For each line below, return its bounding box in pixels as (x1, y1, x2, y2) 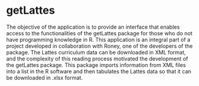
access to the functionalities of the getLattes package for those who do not (6, 29, 193, 36)
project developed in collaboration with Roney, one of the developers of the (6, 42, 193, 50)
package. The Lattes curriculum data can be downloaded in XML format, (6, 48, 186, 56)
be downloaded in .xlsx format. (6, 74, 83, 81)
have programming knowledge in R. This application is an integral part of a (6, 36, 191, 43)
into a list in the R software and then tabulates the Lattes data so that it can (6, 67, 191, 75)
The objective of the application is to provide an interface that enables (6, 23, 180, 30)
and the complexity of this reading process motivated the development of (6, 55, 188, 62)
